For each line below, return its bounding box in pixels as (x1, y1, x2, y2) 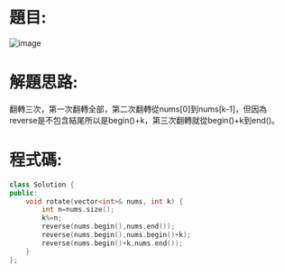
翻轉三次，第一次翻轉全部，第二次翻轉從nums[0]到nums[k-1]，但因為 (9, 104, 268, 114)
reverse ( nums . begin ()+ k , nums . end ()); (41, 239, 183, 248)
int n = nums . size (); (41, 205, 115, 214)
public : (9, 188, 39, 197)
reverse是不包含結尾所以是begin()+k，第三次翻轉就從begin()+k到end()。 (9, 114, 280, 125)
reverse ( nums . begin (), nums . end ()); (41, 222, 176, 232)
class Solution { (9, 180, 75, 189)
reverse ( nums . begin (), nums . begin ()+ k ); (41, 231, 192, 240)
